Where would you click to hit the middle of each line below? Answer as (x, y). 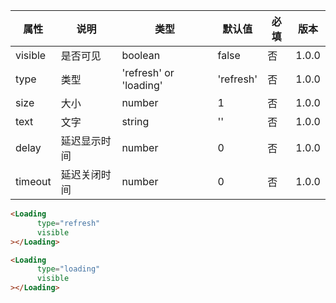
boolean (141, 55)
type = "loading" (68, 269)
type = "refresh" (68, 223)
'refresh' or (148, 72)
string (135, 121)
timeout (33, 181)
